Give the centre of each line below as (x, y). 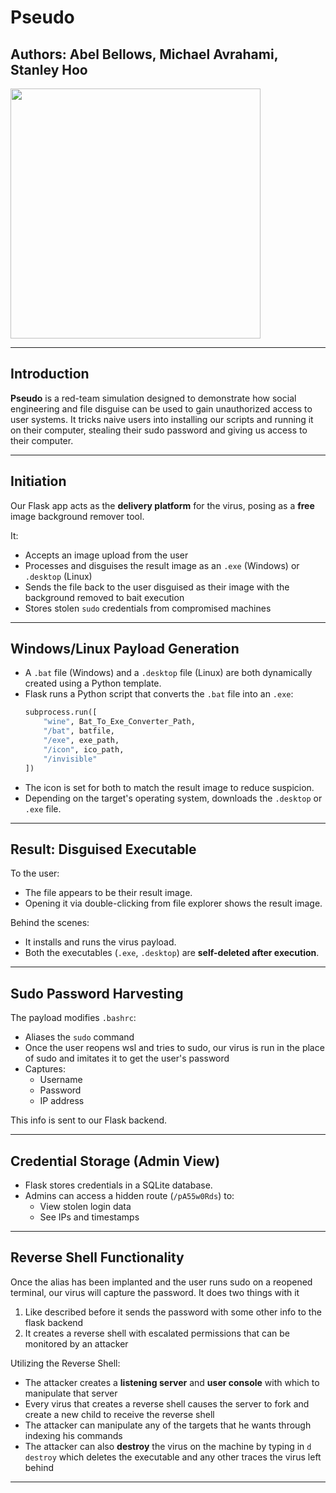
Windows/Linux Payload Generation (125, 649)
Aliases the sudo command (79, 1037)
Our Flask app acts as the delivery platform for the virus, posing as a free (162, 505)
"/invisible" (70, 759)
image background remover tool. (77, 516)
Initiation (38, 481)
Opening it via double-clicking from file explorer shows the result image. (173, 903)
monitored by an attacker (76, 1343)
